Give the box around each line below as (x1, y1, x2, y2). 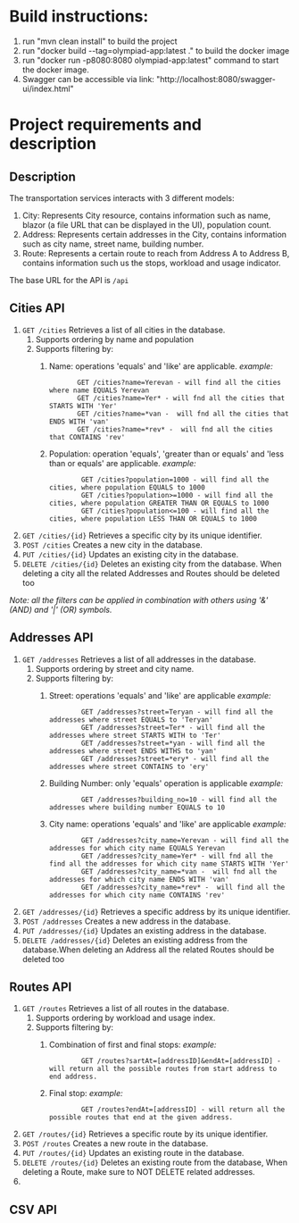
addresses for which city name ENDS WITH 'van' (48, 875, 229, 884)
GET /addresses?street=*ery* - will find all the (80, 754, 270, 763)
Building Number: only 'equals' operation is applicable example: (48, 777, 284, 788)
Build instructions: (9, 6, 149, 27)
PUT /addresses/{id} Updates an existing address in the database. (21, 925, 267, 935)
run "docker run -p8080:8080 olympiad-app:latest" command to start (21, 54, 279, 65)
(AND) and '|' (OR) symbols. (9, 604, 112, 615)
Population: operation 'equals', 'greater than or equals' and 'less (48, 448, 284, 459)
